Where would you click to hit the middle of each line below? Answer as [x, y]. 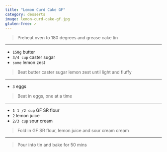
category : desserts [25, 14]
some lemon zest [29, 63]
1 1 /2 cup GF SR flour [36, 110]
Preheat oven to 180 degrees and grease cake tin [68, 38]
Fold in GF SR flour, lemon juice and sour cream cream [73, 131]
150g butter [24, 52]
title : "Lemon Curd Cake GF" [35, 10]
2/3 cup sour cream [33, 121]
